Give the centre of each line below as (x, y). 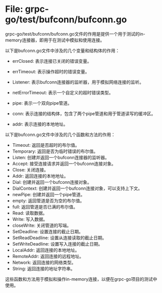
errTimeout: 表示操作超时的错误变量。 (51, 71)
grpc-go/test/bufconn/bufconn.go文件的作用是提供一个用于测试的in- (75, 34)
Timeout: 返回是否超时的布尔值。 (46, 145)
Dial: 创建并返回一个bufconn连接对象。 (52, 182)
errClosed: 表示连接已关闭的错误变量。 (52, 61)
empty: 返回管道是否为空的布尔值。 (48, 201)
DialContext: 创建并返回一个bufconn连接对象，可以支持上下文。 (77, 188)
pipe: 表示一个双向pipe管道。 (42, 103)
